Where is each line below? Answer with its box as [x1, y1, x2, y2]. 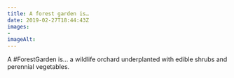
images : [7, 23, 30, 30]
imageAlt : [7, 36, 36, 43]
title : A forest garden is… [7, 10, 90, 17]
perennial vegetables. [7, 63, 70, 71]
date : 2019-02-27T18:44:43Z [7, 17, 90, 24]
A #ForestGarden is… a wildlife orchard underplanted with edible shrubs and [7, 55, 228, 63]
